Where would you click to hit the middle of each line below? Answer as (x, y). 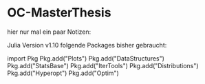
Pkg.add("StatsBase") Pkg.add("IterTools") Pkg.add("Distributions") (103, 65)
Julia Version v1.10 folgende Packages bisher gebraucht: (87, 45)
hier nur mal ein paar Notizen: (49, 32)
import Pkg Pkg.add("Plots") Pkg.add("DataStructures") (86, 58)
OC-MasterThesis (59, 13)
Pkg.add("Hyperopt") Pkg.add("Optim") (63, 73)
